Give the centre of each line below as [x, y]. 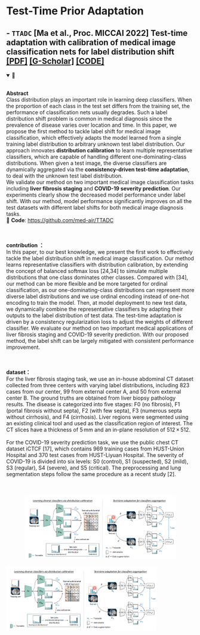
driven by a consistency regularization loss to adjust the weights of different [99, 322]
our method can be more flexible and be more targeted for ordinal [87, 284]
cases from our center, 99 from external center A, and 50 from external [94, 392]
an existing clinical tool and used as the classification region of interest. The [99, 423]
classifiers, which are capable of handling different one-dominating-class [96, 157]
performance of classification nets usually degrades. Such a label [87, 112]
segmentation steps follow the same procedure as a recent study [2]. [91, 474]
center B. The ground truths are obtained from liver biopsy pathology [91, 398]
